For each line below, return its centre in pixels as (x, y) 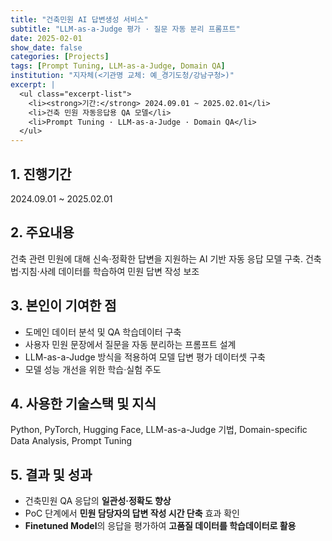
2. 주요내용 (42, 232)
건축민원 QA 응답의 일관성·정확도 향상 (98, 501)
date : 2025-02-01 (46, 38)
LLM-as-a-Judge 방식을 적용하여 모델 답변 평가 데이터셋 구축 (145, 357)
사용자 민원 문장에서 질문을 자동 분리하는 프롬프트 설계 (130, 344)
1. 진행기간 (41, 174)
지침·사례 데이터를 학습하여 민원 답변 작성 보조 (110, 271)
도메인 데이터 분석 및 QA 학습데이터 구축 (103, 332)
